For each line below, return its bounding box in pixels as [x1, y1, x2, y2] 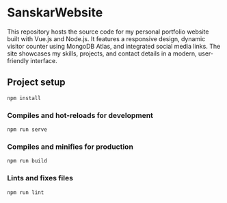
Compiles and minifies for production [7, 142, 133, 152]
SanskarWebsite [7, 5, 103, 21]
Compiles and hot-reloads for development [7, 110, 154, 120]
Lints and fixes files [7, 174, 74, 183]
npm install [7, 95, 41, 101]
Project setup [7, 77, 66, 88]
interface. [30, 56, 58, 64]
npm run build [7, 158, 48, 165]
